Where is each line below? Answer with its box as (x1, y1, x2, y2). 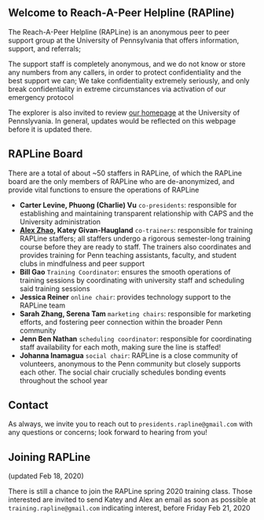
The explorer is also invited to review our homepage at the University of (8, 108, 240, 117)
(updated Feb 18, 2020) (8, 471, 84, 481)
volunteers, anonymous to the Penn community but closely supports (19, 359, 241, 368)
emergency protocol (8, 92, 74, 101)
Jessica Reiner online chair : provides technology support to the (19, 292, 232, 301)
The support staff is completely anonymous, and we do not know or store (8, 59, 246, 68)
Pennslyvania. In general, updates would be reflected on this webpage (8, 116, 236, 125)
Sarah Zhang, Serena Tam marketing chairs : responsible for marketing (19, 308, 251, 318)
